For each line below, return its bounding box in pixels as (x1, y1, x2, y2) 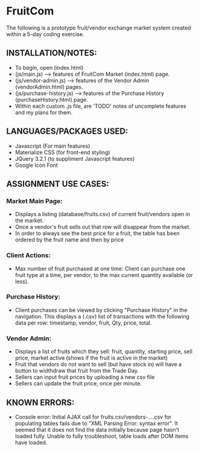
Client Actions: (6, 251, 51, 260)
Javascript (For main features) (14, 142, 90, 149)
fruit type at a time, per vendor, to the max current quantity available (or (14, 271, 194, 278)
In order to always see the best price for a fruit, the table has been (14, 230, 180, 237)
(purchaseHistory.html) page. (14, 96, 89, 103)
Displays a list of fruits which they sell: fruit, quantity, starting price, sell (14, 348, 193, 355)
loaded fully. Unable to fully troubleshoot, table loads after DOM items (14, 432, 189, 440)
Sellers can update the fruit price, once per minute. (14, 380, 142, 387)
